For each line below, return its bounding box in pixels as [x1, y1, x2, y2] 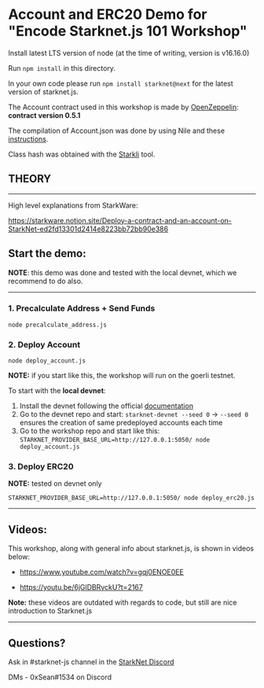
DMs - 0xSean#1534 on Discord [8, 672, 112, 682]
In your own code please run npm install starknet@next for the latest [8, 79, 233, 88]
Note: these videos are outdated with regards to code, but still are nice [8, 598, 237, 607]
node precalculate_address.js [8, 321, 108, 329]
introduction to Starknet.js [8, 606, 93, 616]
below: [8, 552, 30, 561]
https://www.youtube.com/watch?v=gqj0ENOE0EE [19, 568, 185, 577]
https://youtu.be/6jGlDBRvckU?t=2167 [19, 583, 143, 592]
